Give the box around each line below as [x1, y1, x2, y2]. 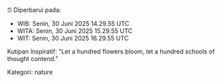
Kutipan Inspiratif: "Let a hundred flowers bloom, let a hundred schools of [7, 47, 215, 56]
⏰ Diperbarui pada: [7, 6, 62, 14]
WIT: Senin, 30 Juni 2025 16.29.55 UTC [16, 34, 129, 42]
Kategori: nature [7, 68, 53, 76]
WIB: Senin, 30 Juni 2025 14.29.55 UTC [16, 20, 129, 27]
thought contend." [7, 55, 58, 62]
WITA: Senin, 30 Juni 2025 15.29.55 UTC [16, 27, 133, 35]
